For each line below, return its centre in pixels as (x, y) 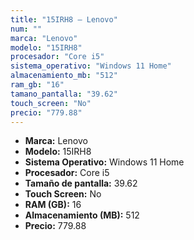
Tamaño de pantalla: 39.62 (81, 183)
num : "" (26, 29)
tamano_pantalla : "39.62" (64, 94)
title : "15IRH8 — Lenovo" (64, 19)
